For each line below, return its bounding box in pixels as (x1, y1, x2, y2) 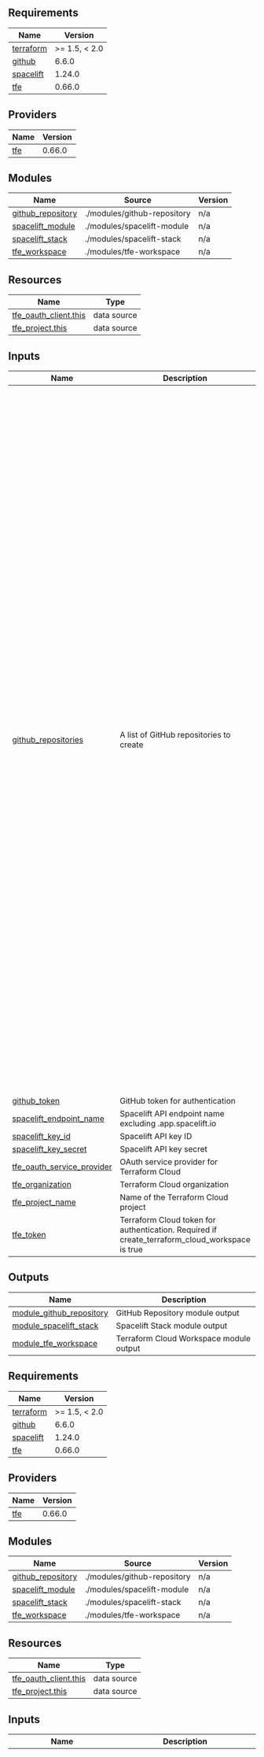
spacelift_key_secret (12, 1144, 87, 1155)
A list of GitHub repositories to (119, 730, 231, 741)
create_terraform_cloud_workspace (119, 1234, 251, 1245)
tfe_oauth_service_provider (12, 1161, 112, 1172)
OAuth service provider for (119, 1156, 218, 1167)
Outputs (8, 1271, 49, 1284)
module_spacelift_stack (12, 1320, 99, 1331)
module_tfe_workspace (12, 1337, 98, 1348)
